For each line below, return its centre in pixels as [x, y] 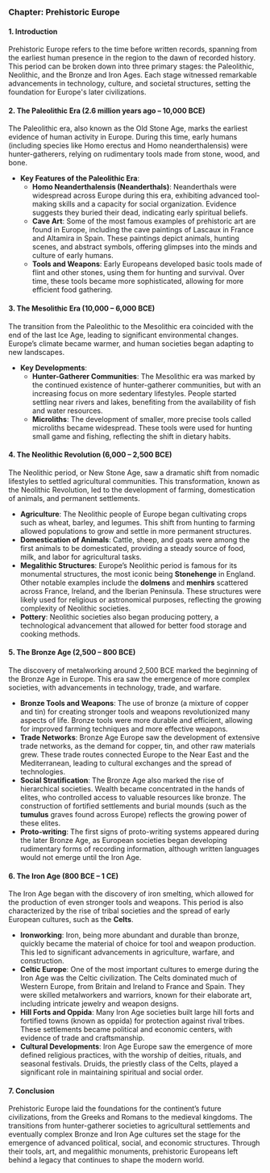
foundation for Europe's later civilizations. [77, 92]
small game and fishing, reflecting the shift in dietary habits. [131, 436]
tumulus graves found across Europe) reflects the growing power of [133, 814]
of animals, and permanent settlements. [74, 498]
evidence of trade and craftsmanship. [82, 1038]
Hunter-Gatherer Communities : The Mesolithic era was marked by [143, 376]
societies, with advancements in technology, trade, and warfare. [115, 687]
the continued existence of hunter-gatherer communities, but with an [147, 385]
